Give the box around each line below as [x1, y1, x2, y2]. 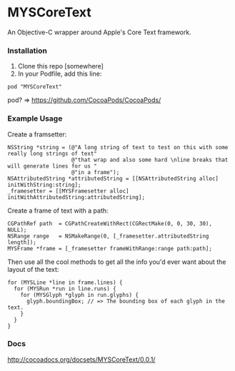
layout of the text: [7, 265, 59, 273]
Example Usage [7, 113, 63, 123]
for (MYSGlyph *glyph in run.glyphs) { [20, 291, 139, 298]
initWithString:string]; [7, 181, 81, 188]
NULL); [7, 226, 27, 233]
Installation [7, 46, 48, 56]
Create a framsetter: [7, 130, 67, 138]
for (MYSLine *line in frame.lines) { [7, 279, 123, 286]
